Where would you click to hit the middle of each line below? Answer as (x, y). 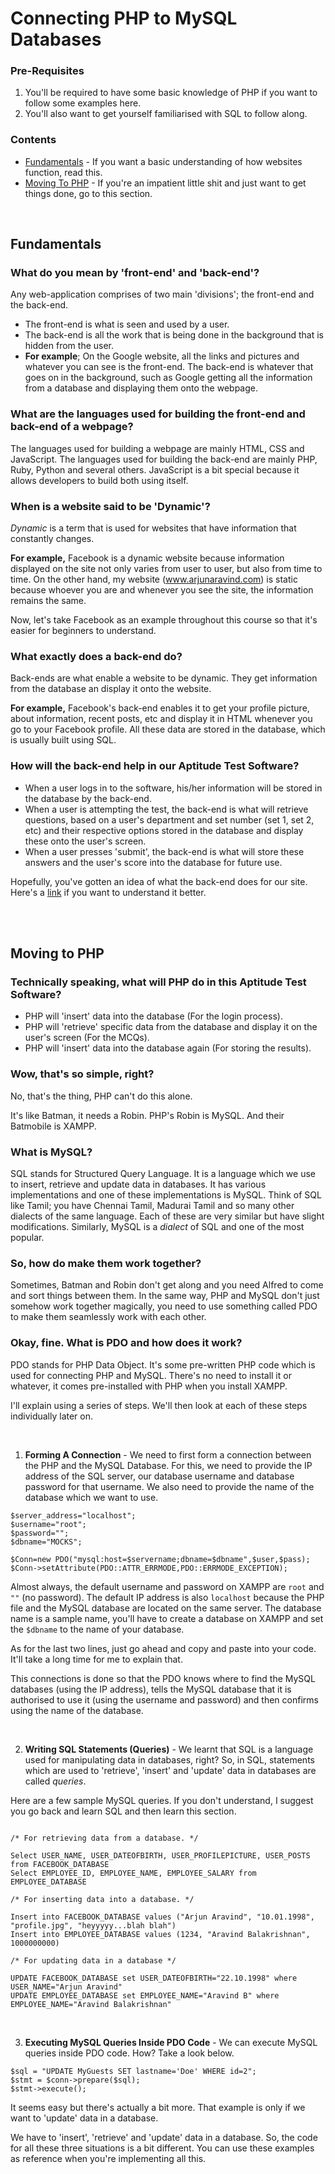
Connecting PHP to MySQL (124, 18)
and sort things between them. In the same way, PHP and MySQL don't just (165, 1296)
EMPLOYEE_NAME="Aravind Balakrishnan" (91, 2004)
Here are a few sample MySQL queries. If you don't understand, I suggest (162, 1800)
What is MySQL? (51, 1152)
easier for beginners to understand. (83, 631)
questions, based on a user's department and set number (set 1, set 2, (169, 819)
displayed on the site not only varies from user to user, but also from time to (166, 569)
